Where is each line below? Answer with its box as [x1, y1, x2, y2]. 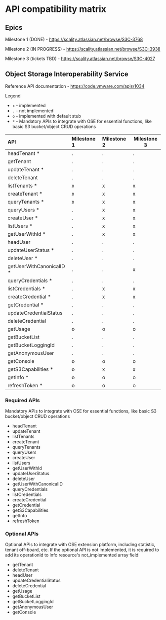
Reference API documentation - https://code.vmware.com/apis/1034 [5, 83, 145, 89]
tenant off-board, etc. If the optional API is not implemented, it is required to [5, 547, 159, 553]
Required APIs [5, 397, 40, 404]
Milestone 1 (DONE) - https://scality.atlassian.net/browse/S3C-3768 [5, 36, 143, 42]
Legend [5, 93, 21, 99]
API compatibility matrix [5, 3, 106, 15]
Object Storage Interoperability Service [5, 70, 128, 78]
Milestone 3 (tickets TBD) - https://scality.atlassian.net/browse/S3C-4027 [5, 56, 156, 62]
